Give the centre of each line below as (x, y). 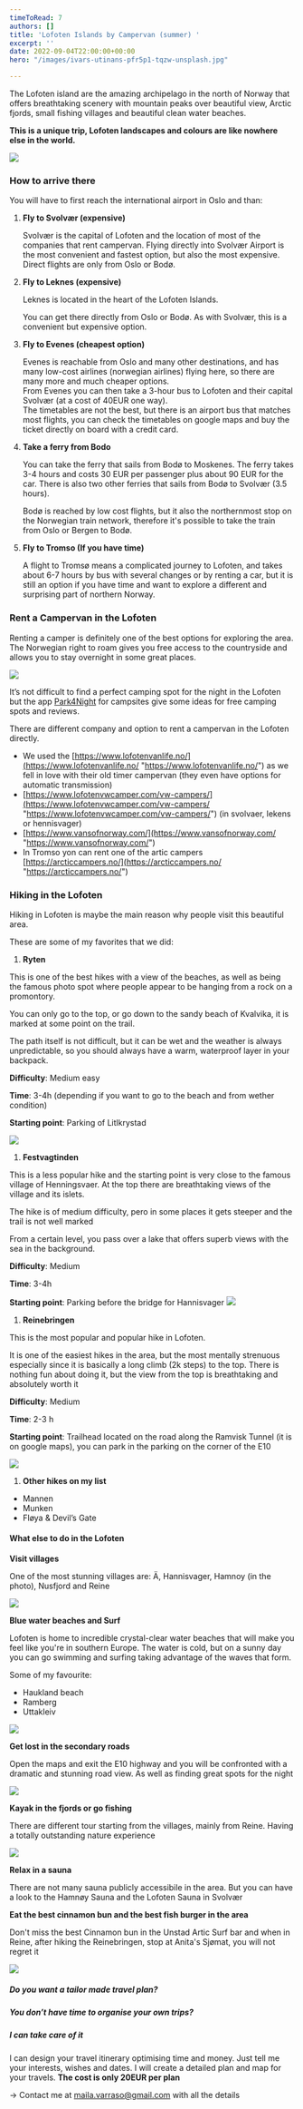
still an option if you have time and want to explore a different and (144, 585)
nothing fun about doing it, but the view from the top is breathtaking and (144, 1374)
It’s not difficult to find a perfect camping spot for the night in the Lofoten (145, 691)
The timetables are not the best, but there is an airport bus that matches (156, 410)
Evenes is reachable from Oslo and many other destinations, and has (151, 362)
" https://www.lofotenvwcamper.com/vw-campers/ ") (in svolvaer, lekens (156, 814)
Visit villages (34, 1559)
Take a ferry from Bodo (66, 447)
